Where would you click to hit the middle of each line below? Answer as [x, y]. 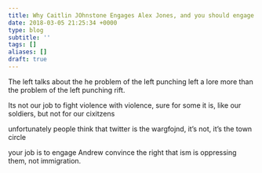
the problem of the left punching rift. [67, 90]
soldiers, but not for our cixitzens [62, 113]
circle [17, 137]
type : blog [26, 30]
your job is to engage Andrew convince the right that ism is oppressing [122, 152]
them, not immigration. [45, 160]
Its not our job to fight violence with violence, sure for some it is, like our [125, 105]
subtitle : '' [29, 37]
